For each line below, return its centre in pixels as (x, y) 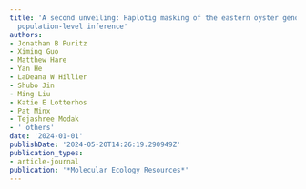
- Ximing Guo (34, 52)
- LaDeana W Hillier (49, 77)
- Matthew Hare (38, 60)
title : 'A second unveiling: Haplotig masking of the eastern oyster (144, 18)
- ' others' (32, 128)
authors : (26, 35)
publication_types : (46, 153)
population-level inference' (73, 26)
